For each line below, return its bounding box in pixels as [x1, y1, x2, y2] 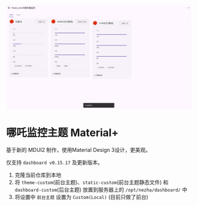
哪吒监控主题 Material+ [6, 126, 119, 139]
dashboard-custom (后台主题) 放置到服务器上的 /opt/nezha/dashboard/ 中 [14, 186, 188, 193]
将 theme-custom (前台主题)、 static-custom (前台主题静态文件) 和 [14, 179, 169, 186]
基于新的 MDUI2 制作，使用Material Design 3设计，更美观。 [6, 147, 151, 154]
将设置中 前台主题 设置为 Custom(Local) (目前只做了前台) [14, 194, 149, 201]
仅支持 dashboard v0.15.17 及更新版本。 [6, 159, 103, 166]
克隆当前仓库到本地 [14, 171, 62, 178]
